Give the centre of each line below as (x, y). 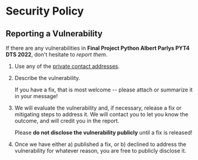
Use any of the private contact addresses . (67, 66)
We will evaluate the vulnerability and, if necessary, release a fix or (98, 108)
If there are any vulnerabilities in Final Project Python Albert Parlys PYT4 (98, 48)
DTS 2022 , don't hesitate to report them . (56, 55)
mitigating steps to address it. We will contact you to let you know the (101, 114)
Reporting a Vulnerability (54, 34)
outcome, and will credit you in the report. (67, 121)
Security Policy (45, 11)
